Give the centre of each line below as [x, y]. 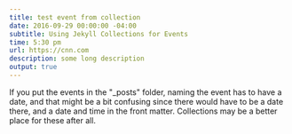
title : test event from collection [75, 17]
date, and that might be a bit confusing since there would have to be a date [146, 101]
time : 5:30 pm [36, 42]
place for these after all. [52, 120]
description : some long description [77, 59]
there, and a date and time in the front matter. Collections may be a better [143, 111]
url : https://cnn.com [49, 51]
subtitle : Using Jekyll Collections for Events [99, 34]
